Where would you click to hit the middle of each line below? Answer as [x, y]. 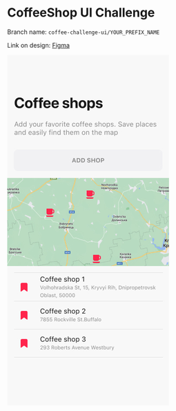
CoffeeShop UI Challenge [81, 13]
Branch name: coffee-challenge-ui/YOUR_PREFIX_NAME [84, 32]
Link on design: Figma [39, 45]
